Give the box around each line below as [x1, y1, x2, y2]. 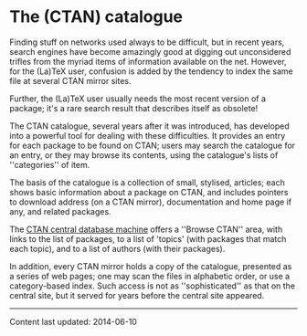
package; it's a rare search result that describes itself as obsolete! [9, 102, 259, 113]
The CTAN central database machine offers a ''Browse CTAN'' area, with [9, 224, 283, 235]
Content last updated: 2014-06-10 [9, 316, 137, 327]
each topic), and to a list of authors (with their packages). [9, 243, 226, 254]
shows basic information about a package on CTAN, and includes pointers [9, 186, 289, 197]
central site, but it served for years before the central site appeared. [9, 289, 265, 300]
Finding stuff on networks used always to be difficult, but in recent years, [9, 37, 285, 47]
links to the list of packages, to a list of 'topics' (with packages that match [9, 233, 287, 244]
